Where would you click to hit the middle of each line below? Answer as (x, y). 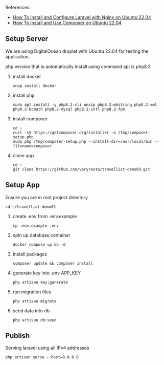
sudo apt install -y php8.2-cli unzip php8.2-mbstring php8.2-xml (85, 104)
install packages (30, 254)
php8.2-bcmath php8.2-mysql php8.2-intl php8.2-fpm (69, 109)
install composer (30, 119)
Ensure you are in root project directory (47, 197)
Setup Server (27, 39)
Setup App (22, 185)
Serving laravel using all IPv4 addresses (47, 348)
